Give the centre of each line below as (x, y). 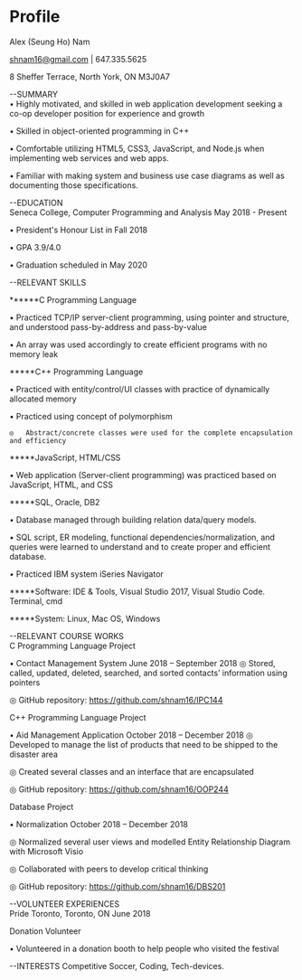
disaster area (34, 754)
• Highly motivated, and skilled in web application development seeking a (146, 104)
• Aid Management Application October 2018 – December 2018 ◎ (131, 735)
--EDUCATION (36, 203)
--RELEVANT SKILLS (48, 282)
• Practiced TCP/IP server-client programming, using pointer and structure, (149, 317)
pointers (25, 682)
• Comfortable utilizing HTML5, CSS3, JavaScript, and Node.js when (137, 148)
